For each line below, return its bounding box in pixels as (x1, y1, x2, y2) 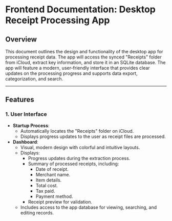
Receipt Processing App (5, 14, 110, 26)
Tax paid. (35, 188, 55, 194)
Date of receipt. (35, 166, 69, 172)
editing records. (20, 209, 54, 216)
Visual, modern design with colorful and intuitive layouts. (20, 144, 140, 150)
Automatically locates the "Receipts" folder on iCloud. (20, 128, 134, 134)
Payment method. (35, 193, 73, 199)
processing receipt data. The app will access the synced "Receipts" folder (5, 54, 162, 60)
